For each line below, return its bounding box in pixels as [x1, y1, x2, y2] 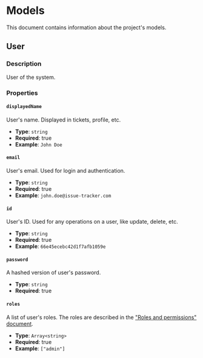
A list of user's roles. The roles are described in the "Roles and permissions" [6, 314, 197, 321]
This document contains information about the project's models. [6, 24, 167, 31]
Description [6, 60, 42, 68]
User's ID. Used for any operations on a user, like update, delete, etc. [6, 218, 179, 225]
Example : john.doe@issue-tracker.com [15, 191, 111, 199]
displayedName [6, 104, 42, 110]
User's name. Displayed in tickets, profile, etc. [6, 116, 121, 123]
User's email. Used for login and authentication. [6, 167, 125, 174]
